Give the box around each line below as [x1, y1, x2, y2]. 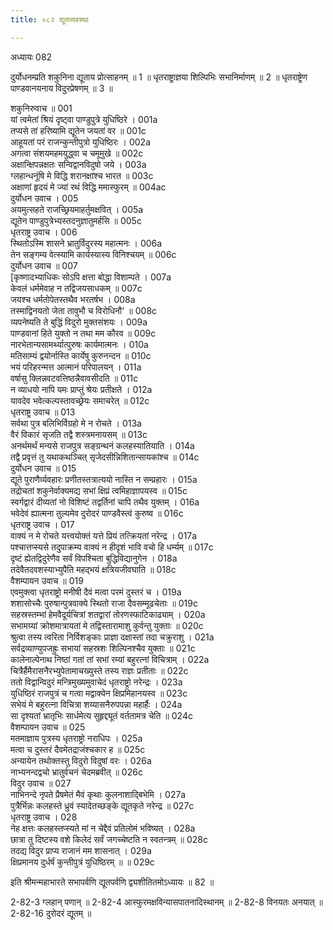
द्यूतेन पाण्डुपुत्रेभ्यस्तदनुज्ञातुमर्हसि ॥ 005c [10, 214, 142, 226]
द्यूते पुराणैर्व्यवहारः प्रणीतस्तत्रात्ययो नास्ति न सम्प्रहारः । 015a [10, 473, 198, 485]
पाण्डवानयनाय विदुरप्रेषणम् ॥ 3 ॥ [10, 82, 113, 94]
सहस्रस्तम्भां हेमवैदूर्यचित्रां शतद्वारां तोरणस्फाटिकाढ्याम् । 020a [10, 608, 206, 620]
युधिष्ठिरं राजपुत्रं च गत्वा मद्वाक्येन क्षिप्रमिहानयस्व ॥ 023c [10, 687, 188, 699]
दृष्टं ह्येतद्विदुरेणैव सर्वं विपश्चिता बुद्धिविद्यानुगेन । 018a [10, 552, 178, 564]
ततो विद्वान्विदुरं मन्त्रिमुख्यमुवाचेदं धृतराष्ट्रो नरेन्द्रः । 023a [10, 676, 183, 688]
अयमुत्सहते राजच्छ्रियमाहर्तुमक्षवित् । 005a [10, 203, 144, 215]
